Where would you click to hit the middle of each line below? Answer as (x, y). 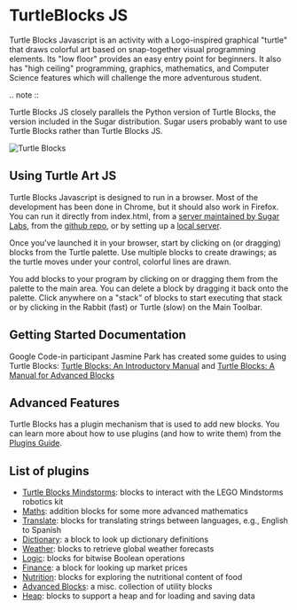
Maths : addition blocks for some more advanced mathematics (135, 512)
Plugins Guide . (36, 443)
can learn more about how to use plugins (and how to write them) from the (145, 434)
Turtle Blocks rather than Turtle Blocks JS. (86, 130)
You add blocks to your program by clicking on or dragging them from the (144, 278)
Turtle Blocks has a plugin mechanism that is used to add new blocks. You (145, 424)
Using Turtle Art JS (63, 176)
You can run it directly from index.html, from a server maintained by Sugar (145, 216)
